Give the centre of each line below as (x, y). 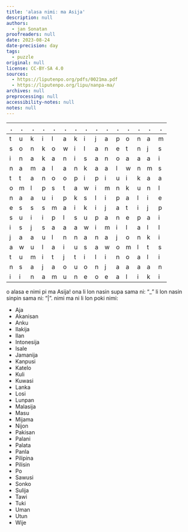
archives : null (25, 91)
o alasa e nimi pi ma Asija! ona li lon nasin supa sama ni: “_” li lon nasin (94, 291)
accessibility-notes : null (40, 102)
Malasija (25, 406)
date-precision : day (32, 46)
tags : (13, 52)
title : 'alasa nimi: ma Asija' (46, 12)
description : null (29, 18)
